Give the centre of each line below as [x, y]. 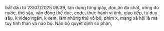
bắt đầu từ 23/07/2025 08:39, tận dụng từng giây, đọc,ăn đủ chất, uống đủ [82, 8]
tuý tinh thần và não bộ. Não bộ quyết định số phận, [59, 23]
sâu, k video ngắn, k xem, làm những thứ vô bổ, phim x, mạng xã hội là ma [81, 18]
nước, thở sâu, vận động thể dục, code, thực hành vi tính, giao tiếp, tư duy [81, 13]
